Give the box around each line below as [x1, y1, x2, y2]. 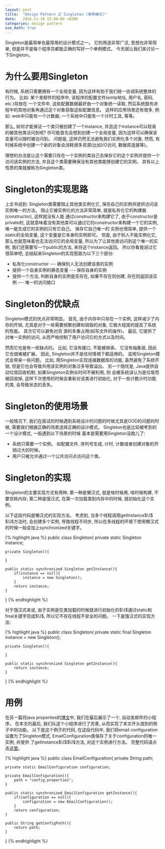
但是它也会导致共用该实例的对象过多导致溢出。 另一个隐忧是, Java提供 [11, 363, 155, 369]
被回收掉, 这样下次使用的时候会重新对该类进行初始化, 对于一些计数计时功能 [5, 375, 156, 381]
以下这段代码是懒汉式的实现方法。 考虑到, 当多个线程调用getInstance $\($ [5, 512, 153, 518]
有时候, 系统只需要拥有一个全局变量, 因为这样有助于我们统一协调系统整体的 [5, 88, 156, 94]
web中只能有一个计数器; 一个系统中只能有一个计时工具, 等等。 [11, 113, 137, 119]
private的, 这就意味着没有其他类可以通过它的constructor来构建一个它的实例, [5, 220, 158, 225]
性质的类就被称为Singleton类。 [5, 165, 67, 171]
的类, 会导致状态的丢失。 [5, 382, 55, 388]
